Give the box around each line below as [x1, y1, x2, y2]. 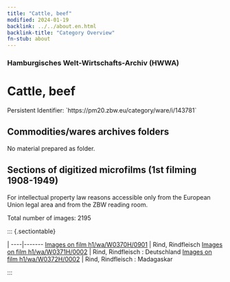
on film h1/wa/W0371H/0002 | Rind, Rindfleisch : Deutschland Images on [7, 248, 212, 256]
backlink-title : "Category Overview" [7, 29, 115, 36]
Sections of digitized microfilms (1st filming [7, 164, 197, 176]
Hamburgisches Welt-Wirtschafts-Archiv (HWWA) [7, 58, 180, 68]
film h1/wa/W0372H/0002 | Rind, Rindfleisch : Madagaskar [7, 255, 173, 263]
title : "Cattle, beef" [7, 10, 72, 17]
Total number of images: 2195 [7, 213, 91, 222]
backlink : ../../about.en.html [7, 23, 97, 30]
